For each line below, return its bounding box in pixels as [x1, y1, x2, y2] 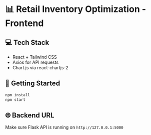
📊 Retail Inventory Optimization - [5, 4, 146, 15]
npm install [5, 92, 30, 97]
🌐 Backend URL [5, 111, 54, 119]
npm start [5, 97, 26, 102]
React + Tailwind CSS [12, 54, 57, 60]
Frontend [5, 18, 44, 29]
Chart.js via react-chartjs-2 [12, 65, 68, 70]
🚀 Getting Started [5, 79, 60, 88]
